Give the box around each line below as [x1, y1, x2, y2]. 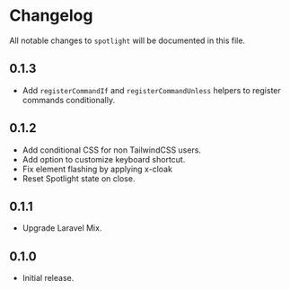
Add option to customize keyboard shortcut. [22, 154, 186, 164]
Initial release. [22, 273, 75, 284]
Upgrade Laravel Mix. [22, 223, 102, 233]
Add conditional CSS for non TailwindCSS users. [22, 145, 202, 155]
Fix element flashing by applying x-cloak [22, 163, 173, 174]
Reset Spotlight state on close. [22, 172, 136, 184]
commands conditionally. [22, 94, 116, 105]
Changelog [9, 5, 93, 26]
